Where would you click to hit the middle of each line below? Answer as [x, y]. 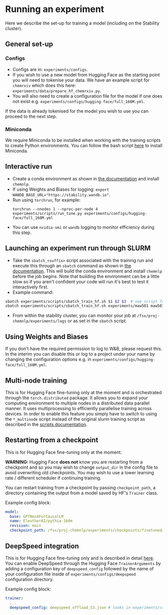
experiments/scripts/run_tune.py [47, 213]
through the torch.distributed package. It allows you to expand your [77, 398]
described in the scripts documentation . [46, 424]
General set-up [29, 44]
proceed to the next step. [31, 116]
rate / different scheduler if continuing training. [53, 478]
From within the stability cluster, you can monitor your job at [74, 316]
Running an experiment [55, 9]
